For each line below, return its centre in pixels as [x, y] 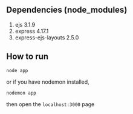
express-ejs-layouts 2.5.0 [47, 37]
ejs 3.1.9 [25, 24]
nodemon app [21, 93]
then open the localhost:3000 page [50, 104]
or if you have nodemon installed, [48, 82]
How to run [28, 57]
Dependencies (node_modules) [67, 10]
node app [17, 70]
